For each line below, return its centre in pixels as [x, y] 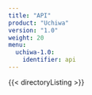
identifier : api [50, 60]
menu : [17, 45]
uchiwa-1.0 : [35, 52]
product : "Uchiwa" [38, 23]
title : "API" [30, 15]
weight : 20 [26, 38]
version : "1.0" [33, 30]
